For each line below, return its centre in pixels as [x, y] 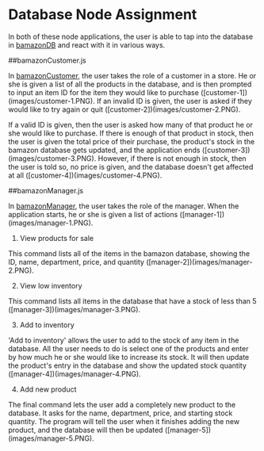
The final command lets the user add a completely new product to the [122, 404]
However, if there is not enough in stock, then [172, 158]
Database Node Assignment [103, 15]
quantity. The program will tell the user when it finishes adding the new [124, 421]
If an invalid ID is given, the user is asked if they [174, 101]
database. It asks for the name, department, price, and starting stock [121, 413]
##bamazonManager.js [46, 190]
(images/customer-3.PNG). [52, 158]
